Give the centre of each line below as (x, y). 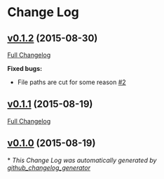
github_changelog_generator (49, 167)
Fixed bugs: (25, 68)
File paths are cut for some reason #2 (71, 82)
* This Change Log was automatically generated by (82, 160)
